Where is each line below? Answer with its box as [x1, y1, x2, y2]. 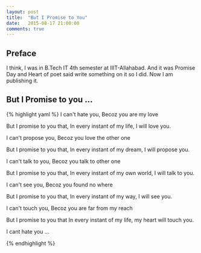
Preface [6, 48, 37, 58]
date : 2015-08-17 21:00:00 [6, 20, 80, 26]
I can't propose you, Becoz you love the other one [6, 134, 131, 141]
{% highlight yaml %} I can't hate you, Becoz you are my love [6, 110, 159, 118]
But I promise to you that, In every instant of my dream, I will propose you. [6, 146, 190, 153]
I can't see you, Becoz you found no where [6, 181, 113, 188]
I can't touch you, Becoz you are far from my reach [6, 204, 133, 212]
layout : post [6, 8, 39, 15]
